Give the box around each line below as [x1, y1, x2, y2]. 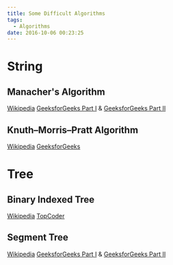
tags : [7, 16, 23, 23]
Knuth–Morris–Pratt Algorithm [7, 124, 139, 136]
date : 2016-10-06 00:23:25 [7, 29, 84, 36]
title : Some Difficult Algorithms [7, 10, 106, 17]
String [7, 59, 43, 74]
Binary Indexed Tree [7, 194, 95, 205]
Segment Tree [7, 231, 68, 244]
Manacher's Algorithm [7, 86, 106, 97]
